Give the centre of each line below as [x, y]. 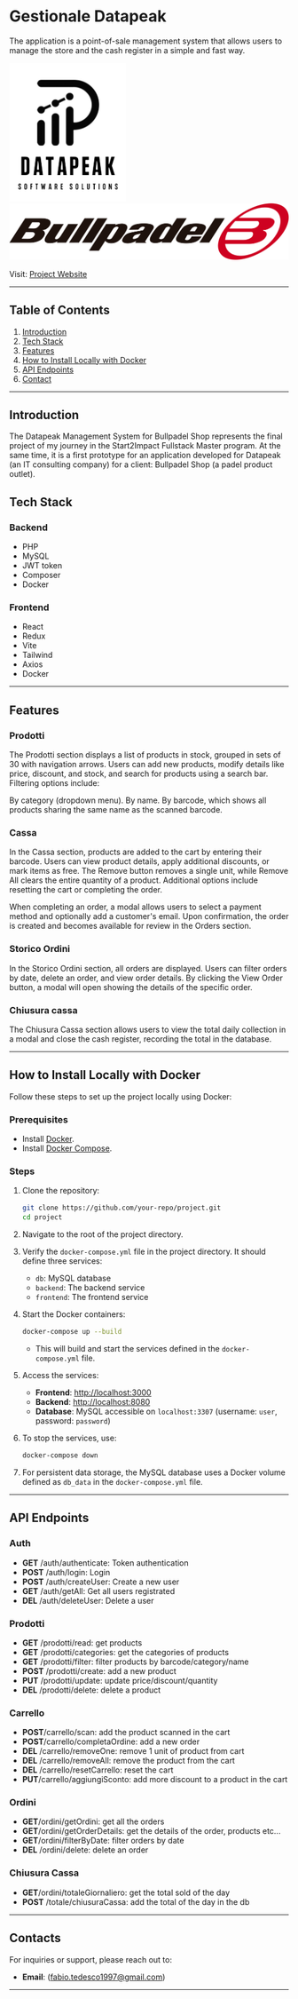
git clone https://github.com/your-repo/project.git [122, 1208]
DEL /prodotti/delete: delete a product [91, 1690]
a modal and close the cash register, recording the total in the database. [141, 1039]
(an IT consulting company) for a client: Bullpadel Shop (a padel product [141, 464]
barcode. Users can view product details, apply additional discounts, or [140, 861]
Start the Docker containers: [74, 1314]
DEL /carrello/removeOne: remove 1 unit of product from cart [133, 1751]
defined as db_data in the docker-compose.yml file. [112, 1481]
